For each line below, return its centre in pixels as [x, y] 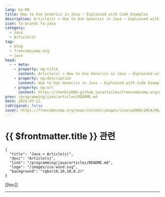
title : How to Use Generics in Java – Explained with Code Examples [77, 14]
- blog [16, 46]
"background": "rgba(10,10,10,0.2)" [47, 171]
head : [11, 60]
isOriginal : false [24, 106]
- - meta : [19, 65]
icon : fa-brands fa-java [30, 23]
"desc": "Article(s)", [33, 158]
